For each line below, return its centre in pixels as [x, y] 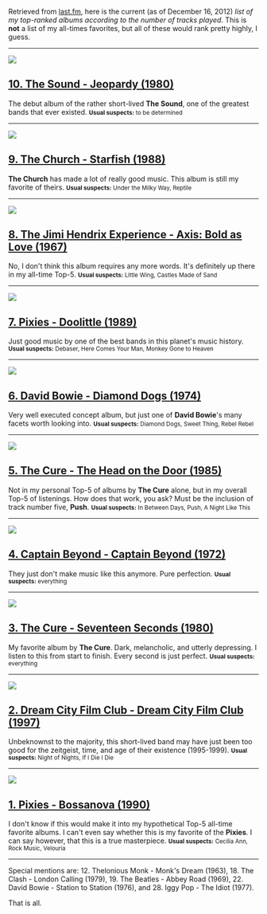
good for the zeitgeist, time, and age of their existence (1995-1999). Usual [128, 750]
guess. [19, 37]
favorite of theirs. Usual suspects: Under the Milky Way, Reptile [100, 187]
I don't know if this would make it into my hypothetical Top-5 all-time [120, 824]
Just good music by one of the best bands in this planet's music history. [126, 341]
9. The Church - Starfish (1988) [87, 160]
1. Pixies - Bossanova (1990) [79, 804]
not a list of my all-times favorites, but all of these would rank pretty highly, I [133, 28]
